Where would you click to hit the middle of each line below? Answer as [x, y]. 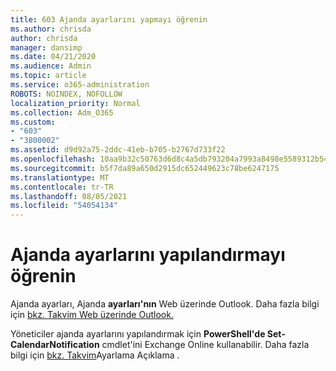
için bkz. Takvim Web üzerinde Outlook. [92, 315]
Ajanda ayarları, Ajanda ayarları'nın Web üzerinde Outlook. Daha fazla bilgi [165, 304]
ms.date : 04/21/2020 [53, 57]
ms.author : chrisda [51, 29]
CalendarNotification [55, 345]
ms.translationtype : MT [60, 177]
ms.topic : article [48, 76]
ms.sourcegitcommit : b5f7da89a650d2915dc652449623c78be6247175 [145, 168]
